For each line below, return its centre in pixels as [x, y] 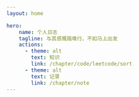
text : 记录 [46, 77]
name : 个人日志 [38, 32]
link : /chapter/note [60, 83]
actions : [31, 45]
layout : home [25, 13]
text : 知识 [46, 58]
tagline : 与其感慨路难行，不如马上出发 [68, 38]
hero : [14, 26]
